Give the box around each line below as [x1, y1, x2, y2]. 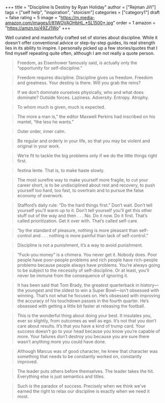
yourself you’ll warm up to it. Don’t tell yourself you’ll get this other [17, 208, 152, 213]
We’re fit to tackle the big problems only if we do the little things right [17, 153, 158, 158]
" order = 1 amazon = [113, 20, 156, 26]
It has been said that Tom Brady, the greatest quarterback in [17, 282, 139, 288]
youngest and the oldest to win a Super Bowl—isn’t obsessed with [25, 287, 159, 293]
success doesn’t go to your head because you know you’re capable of [17, 328, 160, 334]
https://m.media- [61, 15, 95, 20]
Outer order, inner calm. [17, 128, 66, 134]
